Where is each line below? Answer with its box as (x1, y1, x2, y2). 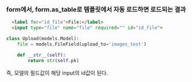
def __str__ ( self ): (17, 52, 66, 58)
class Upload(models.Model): (6, 36, 79, 42)
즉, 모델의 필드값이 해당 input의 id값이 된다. (6, 69, 108, 76)
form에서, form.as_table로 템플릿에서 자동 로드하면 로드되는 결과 (6, 5, 186, 13)
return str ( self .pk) (28, 57, 79, 63)
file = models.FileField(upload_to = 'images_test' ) (17, 41, 147, 47)
